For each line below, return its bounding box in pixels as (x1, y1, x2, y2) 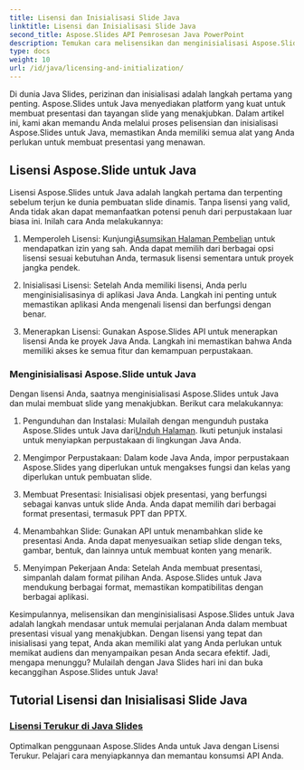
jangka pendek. (22, 261, 81, 272)
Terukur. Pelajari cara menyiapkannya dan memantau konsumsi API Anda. (9, 750, 284, 761)
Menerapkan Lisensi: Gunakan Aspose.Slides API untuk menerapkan (22, 326, 279, 337)
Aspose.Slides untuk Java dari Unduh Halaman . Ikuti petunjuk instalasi (22, 424, 283, 435)
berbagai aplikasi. (22, 591, 89, 602)
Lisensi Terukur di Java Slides (9, 720, 143, 733)
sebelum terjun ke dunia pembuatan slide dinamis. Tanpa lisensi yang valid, (9, 196, 290, 207)
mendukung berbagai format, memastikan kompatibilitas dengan (22, 581, 264, 593)
